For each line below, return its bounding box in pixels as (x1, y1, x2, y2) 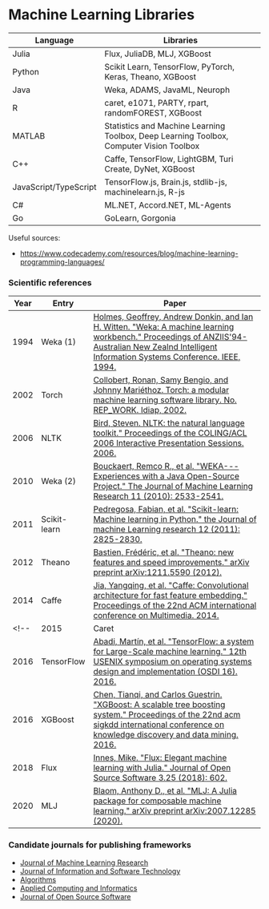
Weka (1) (41, 337, 76, 348)
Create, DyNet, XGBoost (103, 163, 195, 174)
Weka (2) (41, 475, 76, 487)
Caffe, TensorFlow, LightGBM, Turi (103, 153, 234, 164)
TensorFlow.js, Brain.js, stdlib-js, (103, 176, 227, 188)
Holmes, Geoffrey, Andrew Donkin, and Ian (93, 311, 254, 322)
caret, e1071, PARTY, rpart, (103, 97, 210, 108)
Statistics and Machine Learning (103, 120, 226, 131)
